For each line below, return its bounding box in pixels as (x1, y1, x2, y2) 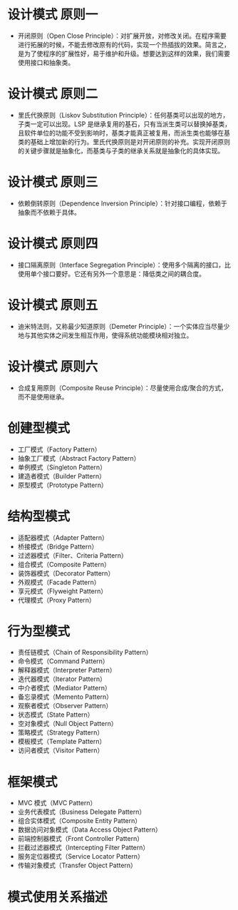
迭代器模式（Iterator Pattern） (17, 675, 107, 683)
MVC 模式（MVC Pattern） (17, 799, 97, 807)
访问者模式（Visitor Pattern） (17, 746, 104, 755)
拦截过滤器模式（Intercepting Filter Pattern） (17, 843, 150, 852)
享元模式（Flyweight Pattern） (17, 586, 108, 595)
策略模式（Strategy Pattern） (17, 728, 104, 737)
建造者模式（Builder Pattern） (17, 471, 105, 480)
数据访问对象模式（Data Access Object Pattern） (17, 825, 162, 834)
